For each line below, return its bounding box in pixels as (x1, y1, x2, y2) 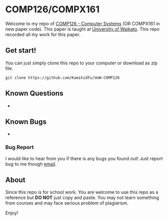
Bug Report (5, 144, 34, 151)
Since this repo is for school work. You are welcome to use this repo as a (5, 189, 158, 195)
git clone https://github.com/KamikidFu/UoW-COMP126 (5, 75, 120, 80)
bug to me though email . (5, 161, 57, 167)
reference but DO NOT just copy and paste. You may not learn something (5, 194, 159, 201)
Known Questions (5, 89, 64, 98)
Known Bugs (5, 117, 47, 126)
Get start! (5, 46, 37, 55)
